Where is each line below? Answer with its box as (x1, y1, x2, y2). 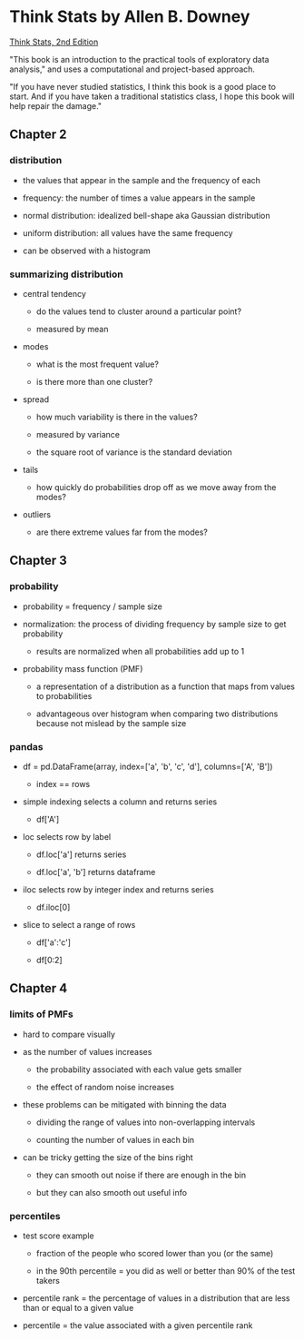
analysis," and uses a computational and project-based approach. (9, 64, 256, 74)
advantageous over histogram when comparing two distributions (35, 708, 279, 719)
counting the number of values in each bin (35, 1134, 195, 1145)
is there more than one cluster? (35, 376, 153, 387)
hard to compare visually (22, 1029, 116, 1039)
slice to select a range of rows (22, 919, 136, 930)
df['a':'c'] (35, 937, 71, 948)
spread (22, 393, 50, 405)
